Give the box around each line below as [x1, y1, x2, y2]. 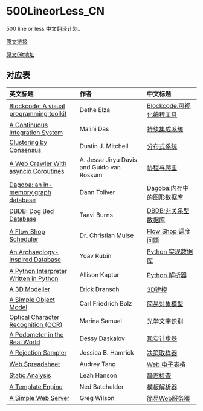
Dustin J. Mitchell [79, 142, 129, 150]
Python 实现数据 [147, 247, 193, 255]
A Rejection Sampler [9, 348, 67, 357]
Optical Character [9, 313, 60, 321]
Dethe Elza [79, 105, 111, 114]
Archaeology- [18, 248, 59, 256]
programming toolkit [9, 109, 67, 117]
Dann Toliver [79, 188, 116, 196]
